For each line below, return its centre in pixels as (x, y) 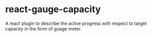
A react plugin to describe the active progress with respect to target (76, 23)
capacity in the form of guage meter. (44, 28)
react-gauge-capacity (53, 9)
